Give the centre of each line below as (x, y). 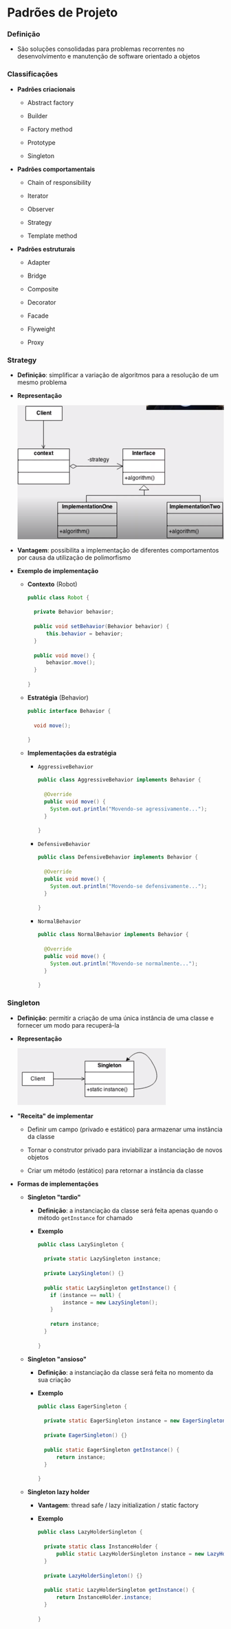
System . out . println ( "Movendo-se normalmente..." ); (124, 964)
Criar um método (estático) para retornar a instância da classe (115, 1171)
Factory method (50, 129)
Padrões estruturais (46, 249)
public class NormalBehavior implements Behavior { (113, 935)
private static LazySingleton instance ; (102, 1259)
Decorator (42, 302)
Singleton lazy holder (58, 1492)
